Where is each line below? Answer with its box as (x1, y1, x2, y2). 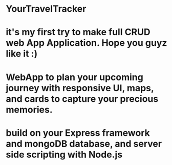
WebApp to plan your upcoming (6, 71, 144, 83)
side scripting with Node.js (6, 149, 122, 160)
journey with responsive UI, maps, (6, 82, 154, 94)
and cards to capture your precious (6, 93, 159, 104)
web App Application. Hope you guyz (6, 37, 167, 49)
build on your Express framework (6, 127, 150, 139)
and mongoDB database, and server (6, 138, 162, 149)
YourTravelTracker (6, 3, 87, 15)
